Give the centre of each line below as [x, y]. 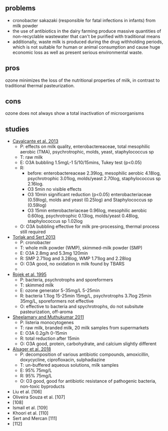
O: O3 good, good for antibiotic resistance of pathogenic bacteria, [88, 381]
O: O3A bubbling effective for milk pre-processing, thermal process [90, 227]
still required [33, 232]
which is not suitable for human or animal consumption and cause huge [86, 47]
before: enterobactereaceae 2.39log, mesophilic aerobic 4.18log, [94, 173]
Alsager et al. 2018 [32, 349]
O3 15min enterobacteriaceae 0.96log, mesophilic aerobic [87, 211]
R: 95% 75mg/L [36, 376]
